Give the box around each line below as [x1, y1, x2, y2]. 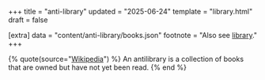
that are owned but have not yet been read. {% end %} [8, 63, 187, 72]
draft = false [8, 15, 48, 25]
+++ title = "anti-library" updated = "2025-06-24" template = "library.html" [8, 7, 253, 16]
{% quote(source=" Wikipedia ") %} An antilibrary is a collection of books [8, 55, 244, 63]
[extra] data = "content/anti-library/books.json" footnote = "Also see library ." [8, 31, 258, 40]
